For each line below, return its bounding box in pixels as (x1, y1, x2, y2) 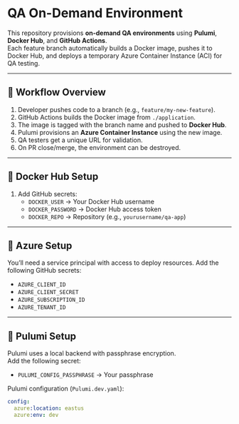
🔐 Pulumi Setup (7, 330, 77, 342)
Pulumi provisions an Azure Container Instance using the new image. (17, 128, 223, 136)
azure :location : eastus (14, 405, 84, 412)
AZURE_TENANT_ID (17, 304, 66, 311)
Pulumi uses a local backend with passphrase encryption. (7, 349, 176, 358)
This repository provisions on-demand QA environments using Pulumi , (7, 29, 217, 37)
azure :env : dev (14, 411, 59, 418)
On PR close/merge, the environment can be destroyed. (17, 143, 181, 151)
